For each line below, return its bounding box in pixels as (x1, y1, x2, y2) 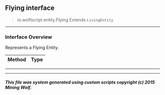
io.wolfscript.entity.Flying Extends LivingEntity (17, 17, 114, 22)
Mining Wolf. (5, 84, 32, 90)
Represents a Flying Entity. (5, 45, 59, 51)
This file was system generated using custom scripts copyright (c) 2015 (5, 79, 155, 85)
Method (7, 56, 27, 63)
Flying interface (5, 4, 55, 12)
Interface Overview (5, 34, 53, 40)
